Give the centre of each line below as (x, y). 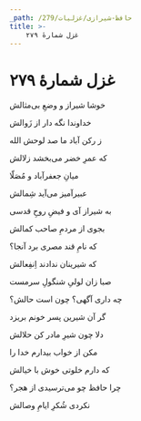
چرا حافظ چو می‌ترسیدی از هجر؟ (65, 387)
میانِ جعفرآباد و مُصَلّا (44, 176)
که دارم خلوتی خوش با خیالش (60, 370)
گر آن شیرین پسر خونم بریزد (58, 317)
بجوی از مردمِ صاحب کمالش (57, 229)
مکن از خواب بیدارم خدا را (54, 353)
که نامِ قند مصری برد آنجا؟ (53, 246)
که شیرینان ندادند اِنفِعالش (53, 264)
